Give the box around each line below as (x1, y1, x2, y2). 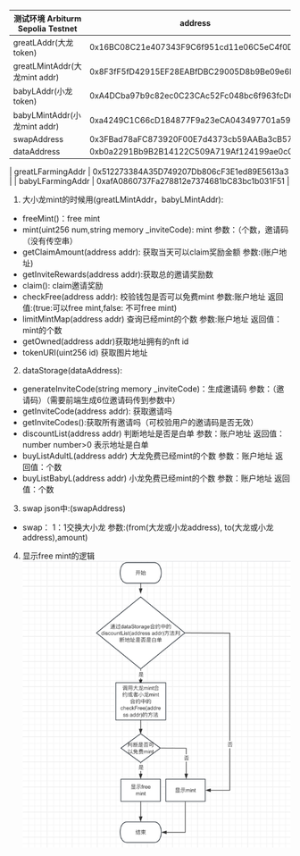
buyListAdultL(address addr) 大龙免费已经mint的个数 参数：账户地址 (21, 450, 274, 461)
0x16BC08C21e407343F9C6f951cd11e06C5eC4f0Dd (88, 41, 298, 52)
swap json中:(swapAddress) (21, 502, 127, 514)
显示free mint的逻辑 (21, 550, 96, 561)
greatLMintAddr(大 (12, 61, 82, 71)
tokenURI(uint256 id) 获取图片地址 (21, 347, 148, 357)
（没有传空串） (21, 235, 78, 246)
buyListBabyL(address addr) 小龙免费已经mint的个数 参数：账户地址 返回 (21, 473, 290, 483)
